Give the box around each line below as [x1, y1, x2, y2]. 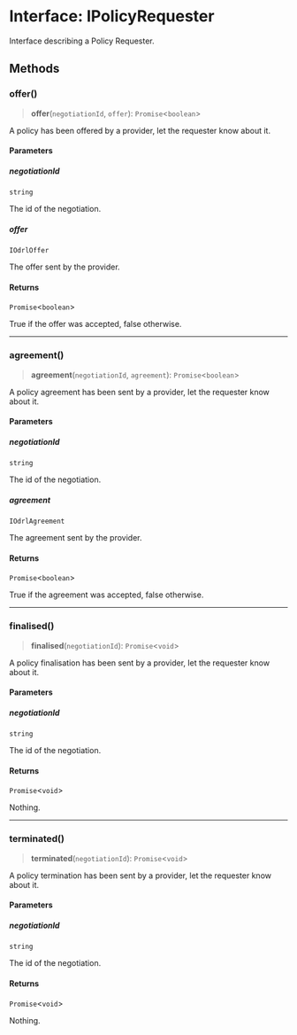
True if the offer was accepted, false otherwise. [9, 319, 182, 330]
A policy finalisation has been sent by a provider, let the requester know [9, 658, 270, 668]
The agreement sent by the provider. [9, 533, 142, 543]
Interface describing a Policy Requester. [9, 35, 155, 46]
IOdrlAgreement [9, 517, 65, 526]
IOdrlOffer [9, 246, 49, 255]
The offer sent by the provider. [9, 261, 121, 272]
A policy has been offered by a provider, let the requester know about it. [9, 125, 271, 136]
